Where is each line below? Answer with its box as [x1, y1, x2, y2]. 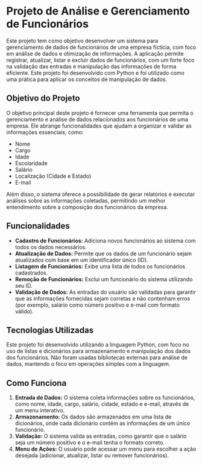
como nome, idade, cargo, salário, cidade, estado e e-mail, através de [14, 400, 189, 408]
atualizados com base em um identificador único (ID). [14, 256, 149, 264]
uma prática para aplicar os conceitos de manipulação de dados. [6, 76, 168, 83]
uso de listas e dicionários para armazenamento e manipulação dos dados [6, 348, 191, 355]
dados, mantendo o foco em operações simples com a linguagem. [6, 360, 171, 368]
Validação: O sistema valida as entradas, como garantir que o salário [14, 432, 187, 440]
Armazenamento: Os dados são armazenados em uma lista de [14, 413, 172, 421]
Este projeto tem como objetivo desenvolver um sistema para [6, 37, 159, 44]
